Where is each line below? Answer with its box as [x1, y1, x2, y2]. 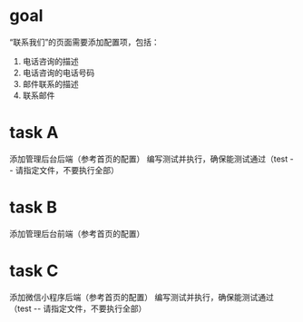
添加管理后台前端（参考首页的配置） [9, 228, 145, 239]
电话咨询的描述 [22, 55, 79, 66]
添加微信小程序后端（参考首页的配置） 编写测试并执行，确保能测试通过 [9, 291, 274, 302]
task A [9, 122, 59, 143]
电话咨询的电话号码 [22, 67, 95, 78]
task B [9, 197, 57, 218]
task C [9, 260, 59, 281]
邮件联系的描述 [22, 78, 79, 89]
